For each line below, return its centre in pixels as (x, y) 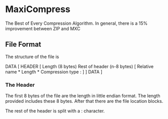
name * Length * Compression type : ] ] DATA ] (54, 72)
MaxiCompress (38, 9)
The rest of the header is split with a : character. (55, 111)
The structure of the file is (32, 56)
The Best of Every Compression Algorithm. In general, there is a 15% (76, 23)
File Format (23, 45)
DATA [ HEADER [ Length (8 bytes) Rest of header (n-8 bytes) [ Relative (79, 66)
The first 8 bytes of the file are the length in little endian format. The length (83, 96)
